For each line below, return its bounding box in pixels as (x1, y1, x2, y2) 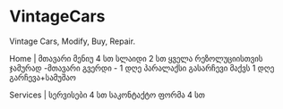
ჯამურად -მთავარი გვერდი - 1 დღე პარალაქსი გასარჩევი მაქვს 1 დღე (9, 63, 275, 73)
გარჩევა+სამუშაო (9, 71, 76, 82)
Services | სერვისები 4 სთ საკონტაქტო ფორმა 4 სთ (9, 89, 206, 100)
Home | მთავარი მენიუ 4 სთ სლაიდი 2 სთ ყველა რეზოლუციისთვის (9, 53, 263, 63)
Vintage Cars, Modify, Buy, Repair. (9, 36, 136, 46)
